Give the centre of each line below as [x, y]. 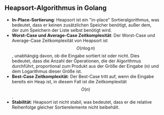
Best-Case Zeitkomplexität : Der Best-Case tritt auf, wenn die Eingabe [83, 76]
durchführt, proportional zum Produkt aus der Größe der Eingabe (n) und [85, 66]
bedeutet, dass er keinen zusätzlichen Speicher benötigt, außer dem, [82, 25]
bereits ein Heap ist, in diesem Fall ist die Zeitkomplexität [69, 81]
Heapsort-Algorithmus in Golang [56, 8]
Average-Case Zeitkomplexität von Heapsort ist [60, 40]
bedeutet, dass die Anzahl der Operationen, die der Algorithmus [76, 61]
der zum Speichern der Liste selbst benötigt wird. [62, 30]
